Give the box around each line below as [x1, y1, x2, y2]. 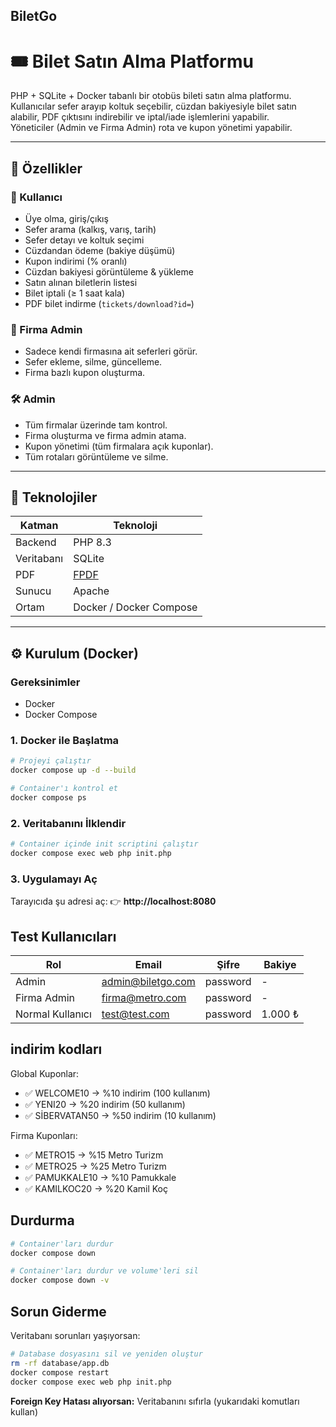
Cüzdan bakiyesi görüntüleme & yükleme [24, 266, 194, 278]
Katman [19, 519, 59, 533]
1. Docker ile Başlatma [10, 734, 120, 748]
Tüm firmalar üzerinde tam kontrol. [24, 419, 168, 431]
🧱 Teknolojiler [10, 489, 98, 506]
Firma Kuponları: [10, 1129, 78, 1141]
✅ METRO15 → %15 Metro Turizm [24, 1149, 164, 1161]
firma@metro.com [101, 991, 187, 1005]
